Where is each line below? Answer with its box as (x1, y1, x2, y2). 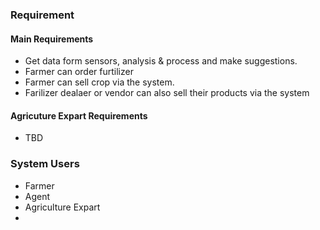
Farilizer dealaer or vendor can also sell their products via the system (24, 87, 310, 99)
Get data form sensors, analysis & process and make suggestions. (24, 55, 298, 67)
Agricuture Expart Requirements (10, 109, 148, 122)
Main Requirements (10, 33, 94, 45)
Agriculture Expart (24, 201, 101, 213)
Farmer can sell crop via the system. (24, 76, 175, 88)
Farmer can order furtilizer (24, 66, 134, 78)
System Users (10, 157, 80, 171)
